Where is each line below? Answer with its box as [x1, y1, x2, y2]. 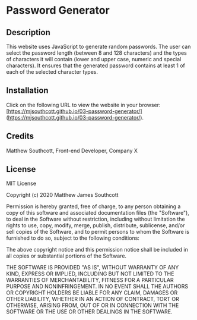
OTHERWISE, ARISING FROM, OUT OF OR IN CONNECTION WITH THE [6, 302, 179, 309]
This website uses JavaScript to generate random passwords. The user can [6, 43, 191, 50]
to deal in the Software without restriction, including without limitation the [6, 215, 185, 223]
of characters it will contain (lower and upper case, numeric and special [6, 56, 182, 62]
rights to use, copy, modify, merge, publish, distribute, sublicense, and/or [6, 222, 185, 229]
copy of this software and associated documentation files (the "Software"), [6, 209, 190, 217]
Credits [6, 131, 34, 142]
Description [6, 27, 50, 37]
